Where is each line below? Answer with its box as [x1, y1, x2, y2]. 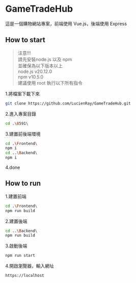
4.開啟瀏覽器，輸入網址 [5, 263, 55, 269]
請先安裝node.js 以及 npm [17, 56, 72, 62]
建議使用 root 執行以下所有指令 [17, 80, 83, 86]
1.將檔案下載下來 [5, 90, 40, 97]
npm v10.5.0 [17, 73, 44, 80]
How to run [5, 179, 41, 188]
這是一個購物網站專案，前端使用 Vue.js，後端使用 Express [5, 20, 127, 27]
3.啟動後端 [5, 243, 28, 249]
